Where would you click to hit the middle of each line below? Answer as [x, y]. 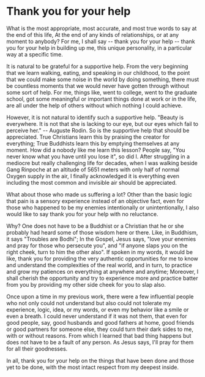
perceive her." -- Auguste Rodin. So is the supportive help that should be [98, 130]
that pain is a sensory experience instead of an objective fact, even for [95, 201]
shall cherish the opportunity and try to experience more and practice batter [102, 278]
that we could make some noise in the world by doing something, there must [103, 79]
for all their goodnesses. [37, 349]
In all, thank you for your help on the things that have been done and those [100, 360]
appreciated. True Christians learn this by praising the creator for [88, 137]
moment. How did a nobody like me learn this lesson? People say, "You [96, 150]
